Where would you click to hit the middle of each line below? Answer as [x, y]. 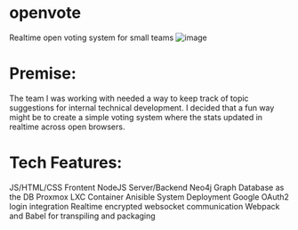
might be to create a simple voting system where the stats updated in [136, 117]
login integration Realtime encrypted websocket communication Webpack [145, 206]
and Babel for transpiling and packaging [82, 216]
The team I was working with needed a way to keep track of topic [129, 98]
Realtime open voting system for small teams [92, 37]
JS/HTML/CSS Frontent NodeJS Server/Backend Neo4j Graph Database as [147, 187]
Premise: [43, 74]
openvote [45, 13]
